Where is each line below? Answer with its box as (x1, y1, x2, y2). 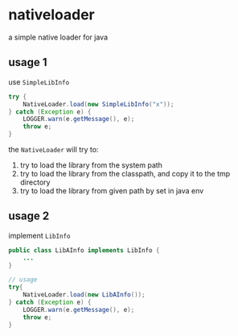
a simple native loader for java (8, 32, 109, 42)
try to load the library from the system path (19, 160, 163, 170)
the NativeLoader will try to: (8, 145, 99, 154)
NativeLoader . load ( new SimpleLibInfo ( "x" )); (23, 100, 174, 108)
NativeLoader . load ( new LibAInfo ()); (23, 291, 146, 299)
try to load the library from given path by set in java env (19, 186, 204, 195)
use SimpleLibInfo (8, 77, 70, 86)
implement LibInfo (8, 230, 71, 240)
